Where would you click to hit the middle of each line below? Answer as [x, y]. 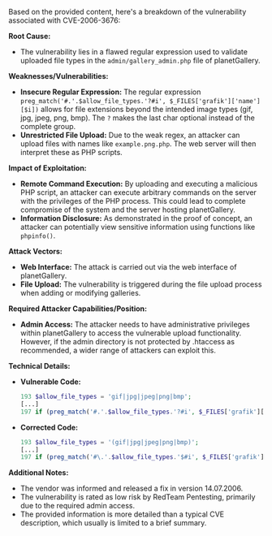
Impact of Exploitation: [47, 168]
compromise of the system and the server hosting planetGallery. [127, 210]
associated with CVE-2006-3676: [65, 20]
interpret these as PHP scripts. [71, 152]
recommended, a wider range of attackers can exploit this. [118, 350]
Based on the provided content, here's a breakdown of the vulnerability [127, 12]
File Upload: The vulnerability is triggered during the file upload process [141, 284]
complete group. [48, 126]
